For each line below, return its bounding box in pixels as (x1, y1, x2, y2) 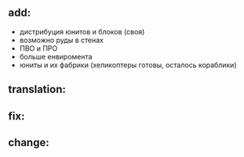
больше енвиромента (19, 52, 93, 61)
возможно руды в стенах (19, 35, 104, 45)
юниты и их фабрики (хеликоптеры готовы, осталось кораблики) (19, 60, 237, 70)
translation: (8, 83, 67, 96)
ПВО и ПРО (19, 43, 58, 53)
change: (8, 136, 49, 149)
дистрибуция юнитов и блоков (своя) (19, 27, 145, 36)
